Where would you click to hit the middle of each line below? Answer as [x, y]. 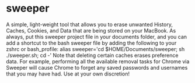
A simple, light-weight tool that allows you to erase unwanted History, [90, 24]
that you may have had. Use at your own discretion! [68, 74]
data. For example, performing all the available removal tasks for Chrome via [98, 61]
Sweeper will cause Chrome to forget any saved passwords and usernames [97, 67]
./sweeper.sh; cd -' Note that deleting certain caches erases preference [92, 55]
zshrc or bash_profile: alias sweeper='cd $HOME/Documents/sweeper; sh [95, 49]
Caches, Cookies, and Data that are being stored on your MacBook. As [91, 30]
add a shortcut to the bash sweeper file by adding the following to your [91, 43]
